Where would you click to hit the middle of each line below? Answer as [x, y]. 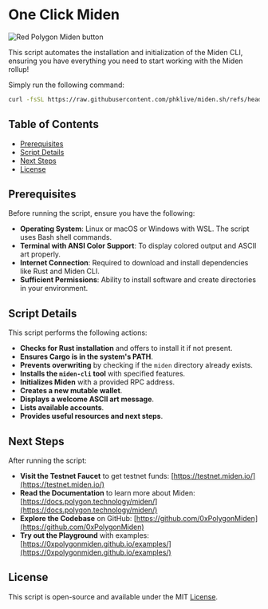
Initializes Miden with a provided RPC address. [97, 382]
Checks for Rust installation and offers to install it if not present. [126, 348]
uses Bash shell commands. [66, 237]
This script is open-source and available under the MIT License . [113, 596]
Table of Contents [54, 124]
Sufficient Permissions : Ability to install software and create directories [138, 280]
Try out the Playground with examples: [85, 535]
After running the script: [47, 460]
